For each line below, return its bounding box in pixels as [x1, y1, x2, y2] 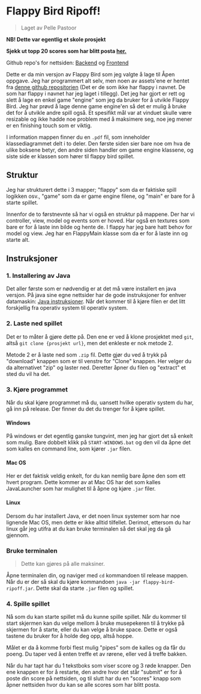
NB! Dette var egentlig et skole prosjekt [6, 35, 106, 43]
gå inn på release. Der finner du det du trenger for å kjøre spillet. [6, 405, 166, 413]
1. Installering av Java [6, 272, 71, 280]
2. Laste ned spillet [6, 319, 63, 328]
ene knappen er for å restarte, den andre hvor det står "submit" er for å [6, 669, 182, 676]
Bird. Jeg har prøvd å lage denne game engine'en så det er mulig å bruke [6, 102, 187, 109]
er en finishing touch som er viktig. [6, 121, 92, 129]
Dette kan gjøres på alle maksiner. [20, 560, 105, 567]
